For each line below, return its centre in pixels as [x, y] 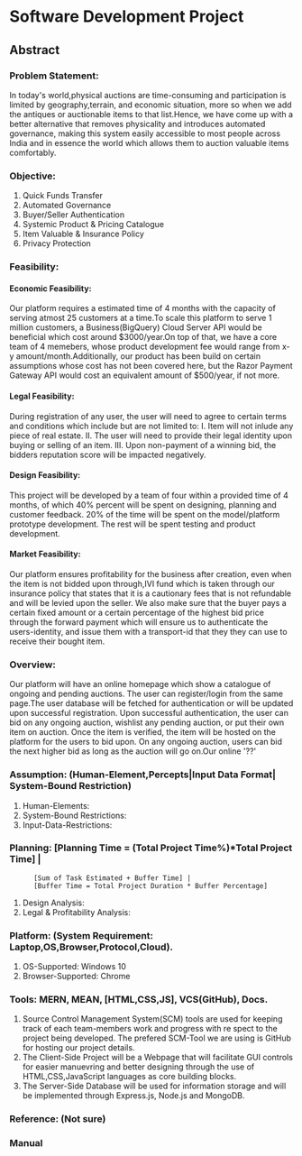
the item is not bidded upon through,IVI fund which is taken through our [142, 583]
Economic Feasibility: [50, 288]
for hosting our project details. [78, 1048]
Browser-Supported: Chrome [76, 977]
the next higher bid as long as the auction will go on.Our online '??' [133, 751]
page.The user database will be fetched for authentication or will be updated [151, 703]
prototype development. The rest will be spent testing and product [133, 524]
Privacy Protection [57, 243]
